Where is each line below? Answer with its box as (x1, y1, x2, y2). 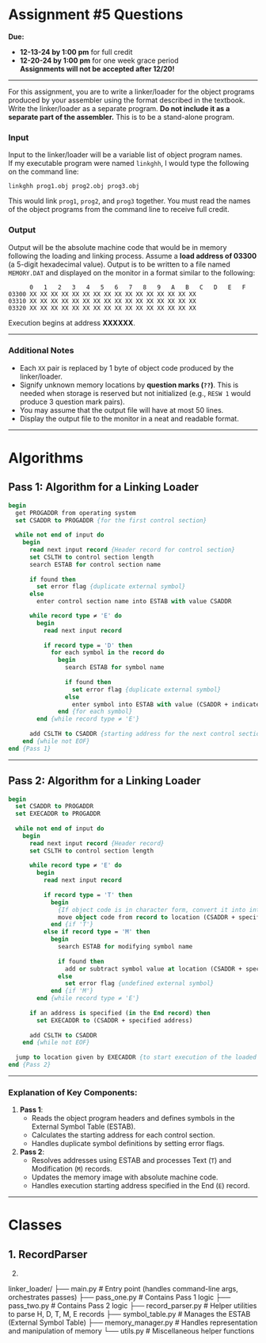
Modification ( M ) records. (31, 1164, 112, 1174)
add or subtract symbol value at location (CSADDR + (64, 964, 243, 973)
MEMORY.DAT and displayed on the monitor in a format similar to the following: (8, 267, 256, 277)
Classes (8, 1216, 63, 1234)
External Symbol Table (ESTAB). (31, 1122, 136, 1132)
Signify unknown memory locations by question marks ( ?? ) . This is (19, 379, 239, 390)
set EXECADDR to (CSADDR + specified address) (36, 1016, 193, 1025)
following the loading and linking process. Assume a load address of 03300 (8, 251, 257, 260)
